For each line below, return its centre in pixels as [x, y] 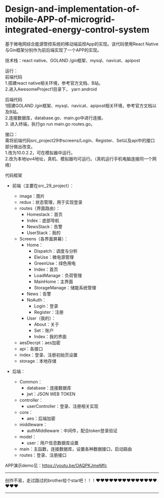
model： [28, 436]
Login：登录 [46, 306]
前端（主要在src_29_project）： [43, 185]
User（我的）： [41, 318]
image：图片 [32, 196]
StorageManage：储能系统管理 [65, 287]
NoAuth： [36, 300]
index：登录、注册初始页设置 [49, 355]
